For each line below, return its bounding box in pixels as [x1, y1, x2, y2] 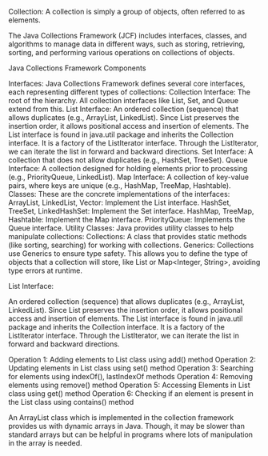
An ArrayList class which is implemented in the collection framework [8, 413, 234, 422]
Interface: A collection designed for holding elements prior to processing [8, 164, 248, 173]
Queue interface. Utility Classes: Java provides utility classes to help [8, 223, 234, 233]
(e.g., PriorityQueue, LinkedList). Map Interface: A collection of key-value [8, 172, 250, 182]
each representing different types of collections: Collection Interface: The [8, 87, 250, 97]
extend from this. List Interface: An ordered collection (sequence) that [8, 104, 238, 114]
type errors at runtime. [8, 266, 82, 275]
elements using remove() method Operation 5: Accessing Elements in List [8, 380, 250, 390]
